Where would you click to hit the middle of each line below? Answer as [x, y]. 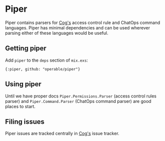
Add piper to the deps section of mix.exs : [47, 60]
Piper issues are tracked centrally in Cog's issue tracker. [62, 134]
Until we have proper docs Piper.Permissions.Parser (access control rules [81, 96]
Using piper [23, 84]
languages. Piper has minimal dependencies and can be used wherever [78, 27]
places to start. [20, 106]
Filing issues [25, 122]
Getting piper [26, 48]
